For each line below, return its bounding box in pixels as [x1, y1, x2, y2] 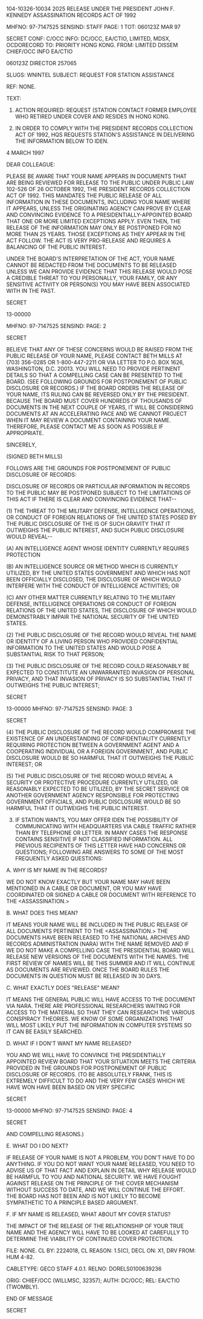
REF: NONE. [6, 83, 36, 90]
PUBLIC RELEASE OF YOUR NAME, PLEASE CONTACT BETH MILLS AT [6, 352, 182, 359]
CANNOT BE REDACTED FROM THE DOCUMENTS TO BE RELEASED [6, 261, 177, 269]
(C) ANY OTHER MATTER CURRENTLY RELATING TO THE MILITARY [6, 594, 176, 601]
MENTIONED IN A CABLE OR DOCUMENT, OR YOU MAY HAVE [6, 885, 162, 892]
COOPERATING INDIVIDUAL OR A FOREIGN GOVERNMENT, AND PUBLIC [6, 748, 188, 755]
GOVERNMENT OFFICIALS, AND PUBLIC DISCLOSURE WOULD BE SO [6, 798, 181, 805]
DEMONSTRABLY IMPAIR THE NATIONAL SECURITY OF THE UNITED [6, 614, 179, 620]
